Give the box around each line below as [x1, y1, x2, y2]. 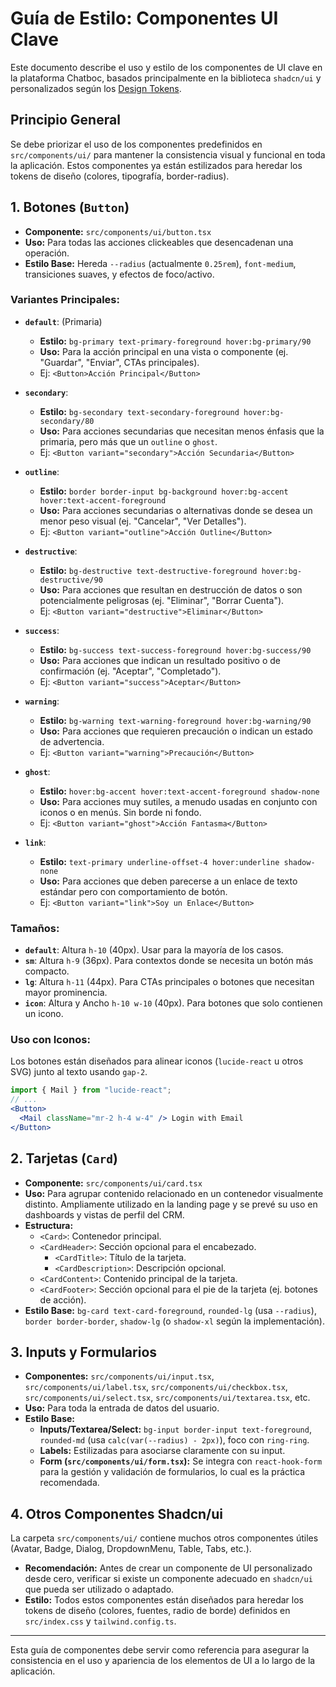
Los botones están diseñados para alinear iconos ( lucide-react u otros [10, 1055, 304, 1067]
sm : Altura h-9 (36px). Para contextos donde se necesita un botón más [24, 955, 314, 967]
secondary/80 [39, 416, 95, 426]
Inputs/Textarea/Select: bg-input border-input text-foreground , [39, 1423, 312, 1436]
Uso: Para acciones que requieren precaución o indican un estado [39, 725, 313, 737]
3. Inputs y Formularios [10, 1344, 158, 1361]
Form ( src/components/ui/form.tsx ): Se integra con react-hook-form [39, 1455, 323, 1467]
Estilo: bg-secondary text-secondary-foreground [39, 405, 240, 417]
